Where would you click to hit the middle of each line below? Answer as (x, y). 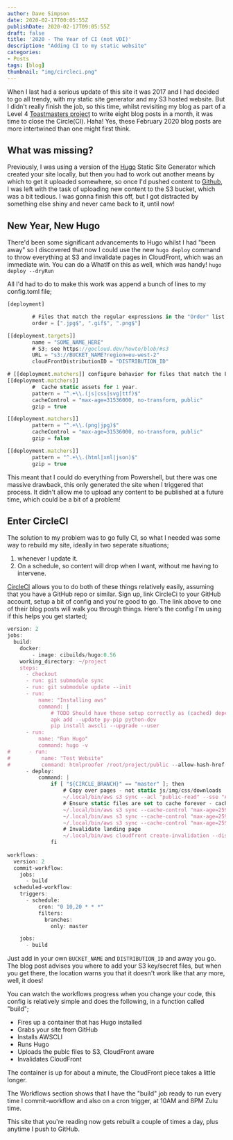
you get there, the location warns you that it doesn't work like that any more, (116, 973)
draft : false (26, 33)
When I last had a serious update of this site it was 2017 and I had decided (113, 92)
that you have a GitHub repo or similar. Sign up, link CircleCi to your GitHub (114, 594)
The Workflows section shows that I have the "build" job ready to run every (114, 1093)
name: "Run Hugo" (63, 739)
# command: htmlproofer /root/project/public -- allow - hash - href (116, 765)
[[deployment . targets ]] (42, 336)
